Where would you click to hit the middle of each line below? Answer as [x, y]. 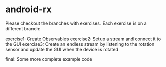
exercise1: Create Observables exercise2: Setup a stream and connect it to [83, 39]
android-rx [28, 9]
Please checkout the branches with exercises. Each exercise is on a [76, 23]
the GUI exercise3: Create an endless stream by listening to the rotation [80, 44]
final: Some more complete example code [49, 59]
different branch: [23, 28]
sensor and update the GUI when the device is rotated [62, 49]
